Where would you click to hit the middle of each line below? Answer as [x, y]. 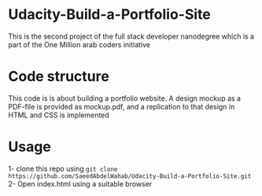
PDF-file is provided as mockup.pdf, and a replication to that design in [122, 106]
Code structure [59, 77]
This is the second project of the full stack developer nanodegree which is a [131, 36]
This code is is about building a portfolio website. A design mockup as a [125, 98]
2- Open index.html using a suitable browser [80, 183]
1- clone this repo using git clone [63, 168]
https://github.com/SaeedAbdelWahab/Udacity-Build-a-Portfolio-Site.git [130, 176]
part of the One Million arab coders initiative [79, 44]
